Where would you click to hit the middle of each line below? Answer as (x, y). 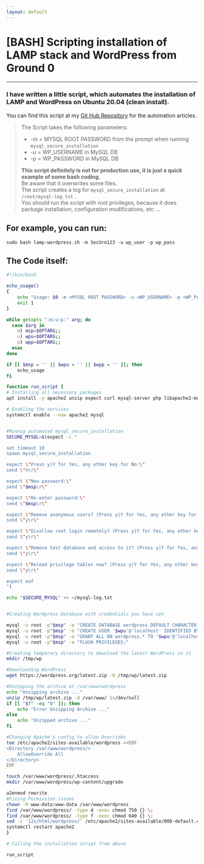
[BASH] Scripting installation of (87, 42)
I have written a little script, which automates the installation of (101, 94)
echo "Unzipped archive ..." (54, 721)
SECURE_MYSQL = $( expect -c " (42, 437)
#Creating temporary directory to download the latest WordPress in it (99, 653)
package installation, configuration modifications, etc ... (91, 209)
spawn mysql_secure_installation (49, 454)
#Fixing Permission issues (40, 799)
